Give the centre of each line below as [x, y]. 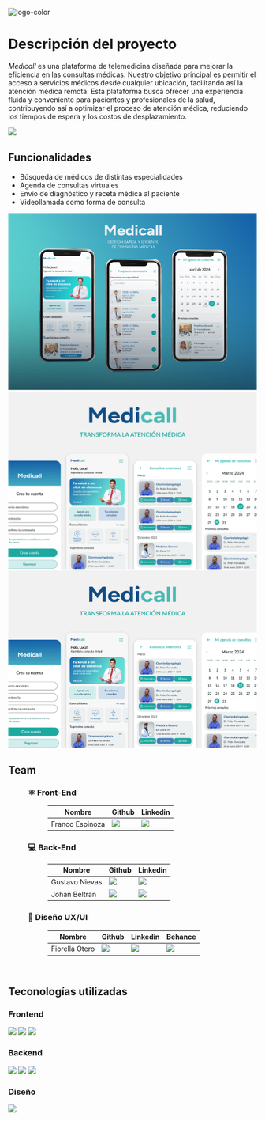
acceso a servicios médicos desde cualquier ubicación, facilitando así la [125, 82]
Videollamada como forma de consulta [82, 202]
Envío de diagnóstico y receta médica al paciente [99, 193]
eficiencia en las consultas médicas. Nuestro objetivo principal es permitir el [132, 74]
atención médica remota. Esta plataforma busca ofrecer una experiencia [126, 91]
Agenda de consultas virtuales [69, 185]
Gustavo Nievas [77, 882]
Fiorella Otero [73, 949]
